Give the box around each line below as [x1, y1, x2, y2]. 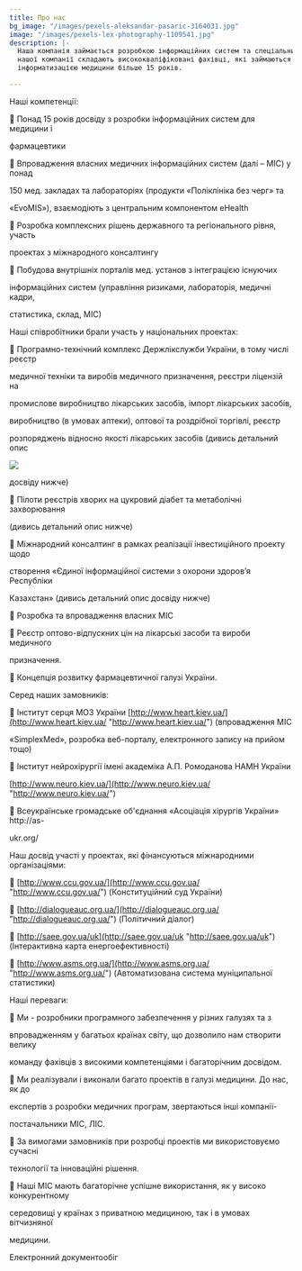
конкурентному [9, 1190, 70, 1201]
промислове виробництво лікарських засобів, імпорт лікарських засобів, [9, 397, 292, 408]
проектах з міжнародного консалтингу [9, 247, 159, 258]
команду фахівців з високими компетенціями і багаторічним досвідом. [9, 1056, 282, 1067]
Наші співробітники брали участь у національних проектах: [9, 326, 238, 337]
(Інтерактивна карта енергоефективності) [9, 940, 170, 951]
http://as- [9, 814, 45, 825]
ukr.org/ [9, 832, 39, 843]
